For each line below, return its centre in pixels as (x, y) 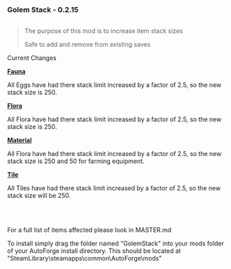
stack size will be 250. (39, 196)
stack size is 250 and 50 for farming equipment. (76, 161)
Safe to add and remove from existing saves (87, 45)
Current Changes (32, 58)
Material (19, 140)
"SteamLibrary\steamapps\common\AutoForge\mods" (85, 259)
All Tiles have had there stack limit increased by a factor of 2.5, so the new (114, 188)
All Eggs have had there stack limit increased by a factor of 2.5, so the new (114, 85)
